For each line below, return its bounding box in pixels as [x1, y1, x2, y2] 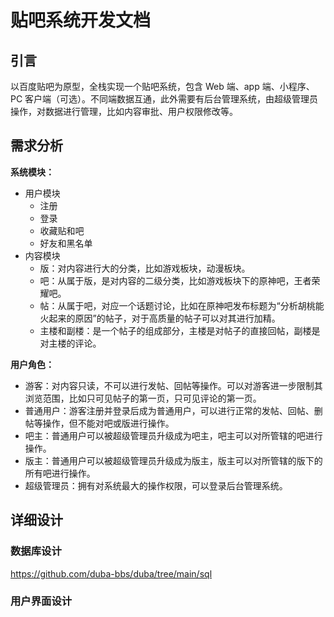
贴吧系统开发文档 [10, 9, 152, 32]
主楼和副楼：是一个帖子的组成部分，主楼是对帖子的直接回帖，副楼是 [39, 324, 321, 336]
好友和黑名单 [39, 237, 93, 249]
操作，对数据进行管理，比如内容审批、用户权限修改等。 [10, 106, 238, 117]
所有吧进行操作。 [24, 467, 96, 479]
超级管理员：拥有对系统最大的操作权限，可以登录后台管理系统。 [24, 479, 288, 491]
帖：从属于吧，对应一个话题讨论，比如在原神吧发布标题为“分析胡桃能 [39, 299, 325, 311]
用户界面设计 [10, 594, 73, 608]
